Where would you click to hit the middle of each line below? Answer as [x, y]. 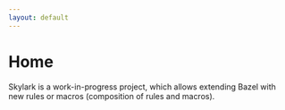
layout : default [38, 17]
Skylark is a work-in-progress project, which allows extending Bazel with [142, 87]
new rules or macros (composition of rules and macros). [112, 96]
